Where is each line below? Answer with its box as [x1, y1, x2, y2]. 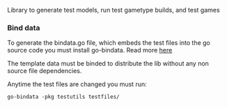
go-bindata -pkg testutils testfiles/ [7, 93, 120, 101]
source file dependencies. [7, 67, 82, 75]
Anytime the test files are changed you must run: [7, 80, 148, 88]
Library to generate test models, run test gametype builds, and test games [7, 6, 221, 14]
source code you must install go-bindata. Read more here [7, 46, 173, 55]
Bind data [7, 23, 40, 32]
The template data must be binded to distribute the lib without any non [7, 59, 209, 68]
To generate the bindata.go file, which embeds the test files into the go [7, 39, 211, 47]
